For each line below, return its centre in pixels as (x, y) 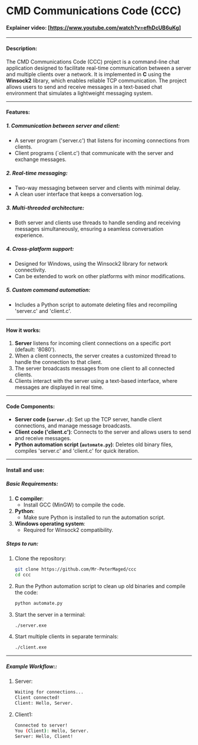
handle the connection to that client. (58, 362)
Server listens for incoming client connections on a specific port (93, 343)
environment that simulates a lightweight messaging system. (80, 93)
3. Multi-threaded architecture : (45, 208)
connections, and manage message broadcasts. (73, 426)
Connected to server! (41, 725)
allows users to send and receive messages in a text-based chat (84, 86)
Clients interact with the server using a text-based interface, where (96, 381)
